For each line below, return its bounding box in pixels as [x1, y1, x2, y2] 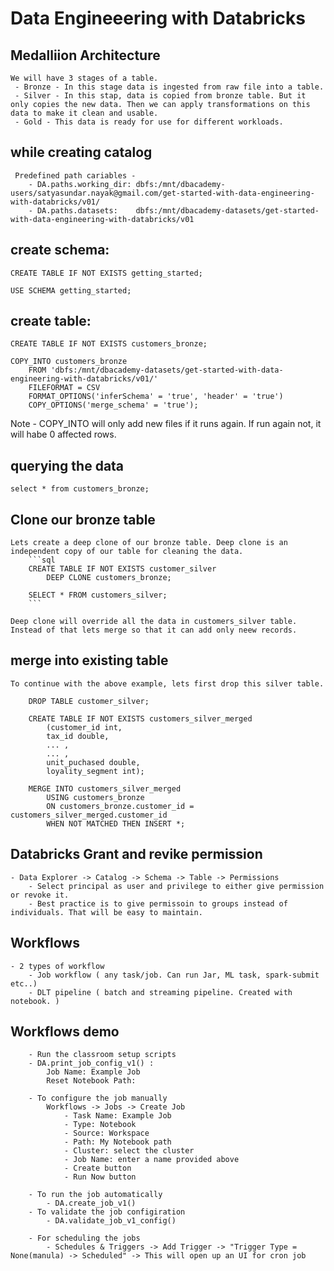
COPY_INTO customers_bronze [10, 357, 128, 367]
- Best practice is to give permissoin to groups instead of [28, 898, 288, 909]
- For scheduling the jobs [28, 1233, 141, 1244]
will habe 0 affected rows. [10, 428, 117, 441]
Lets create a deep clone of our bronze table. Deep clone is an [10, 538, 288, 548]
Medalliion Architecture [10, 47, 161, 64]
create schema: [10, 242, 110, 259]
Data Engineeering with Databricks [10, 7, 306, 30]
